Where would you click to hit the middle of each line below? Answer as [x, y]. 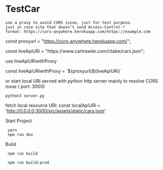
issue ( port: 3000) [25, 86]
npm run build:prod [29, 162]
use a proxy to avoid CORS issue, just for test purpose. [69, 23]
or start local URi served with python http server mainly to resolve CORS [82, 81]
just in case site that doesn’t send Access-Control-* [65, 27]
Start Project [19, 121]
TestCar [23, 9]
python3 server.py [25, 96]
